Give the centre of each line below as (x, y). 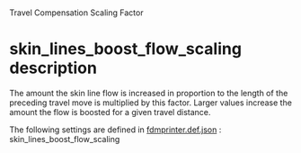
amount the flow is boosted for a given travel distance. (110, 112)
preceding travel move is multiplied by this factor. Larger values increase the (150, 103)
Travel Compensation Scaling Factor (76, 13)
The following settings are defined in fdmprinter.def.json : (115, 130)
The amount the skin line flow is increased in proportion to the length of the (149, 94)
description (53, 68)
